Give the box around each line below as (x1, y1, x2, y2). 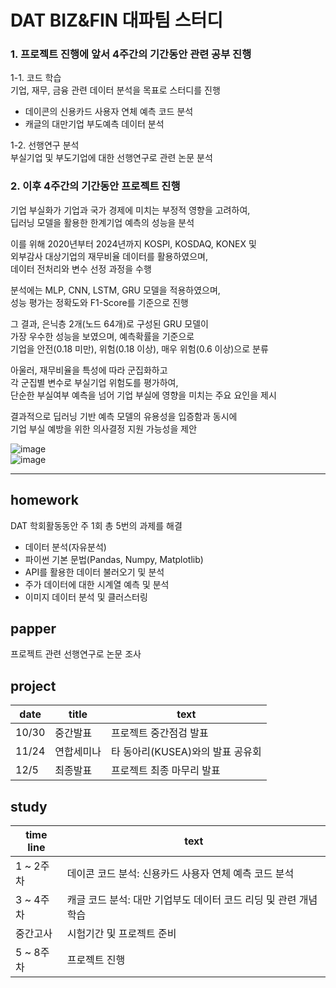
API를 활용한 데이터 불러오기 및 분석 (24, 566, 165, 578)
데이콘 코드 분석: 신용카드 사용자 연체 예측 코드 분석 (66, 867, 295, 881)
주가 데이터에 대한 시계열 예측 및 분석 (24, 578, 170, 590)
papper (10, 620, 57, 637)
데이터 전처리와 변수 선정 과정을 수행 (10, 262, 152, 275)
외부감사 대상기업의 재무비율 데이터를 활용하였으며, (10, 250, 209, 262)
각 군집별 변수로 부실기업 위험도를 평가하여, (10, 376, 179, 388)
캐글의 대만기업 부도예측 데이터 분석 (24, 118, 165, 130)
